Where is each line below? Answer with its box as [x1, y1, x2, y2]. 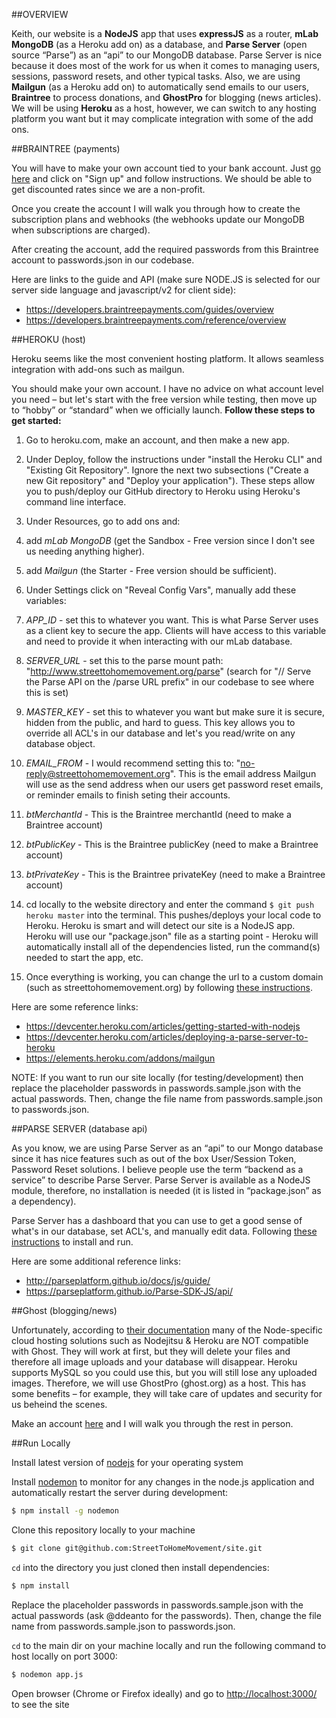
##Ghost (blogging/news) [11, 1305, 118, 1316]
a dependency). [11, 1195, 77, 1207]
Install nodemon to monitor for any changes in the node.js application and [11, 1476, 315, 1488]
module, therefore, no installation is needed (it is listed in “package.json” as [11, 1185, 322, 1196]
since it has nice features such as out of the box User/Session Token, [11, 1153, 297, 1164]
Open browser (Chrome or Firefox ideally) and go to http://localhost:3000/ [11, 1687, 318, 1699]
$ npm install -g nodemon [11, 1506, 119, 1516]
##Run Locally [11, 1437, 71, 1449]
